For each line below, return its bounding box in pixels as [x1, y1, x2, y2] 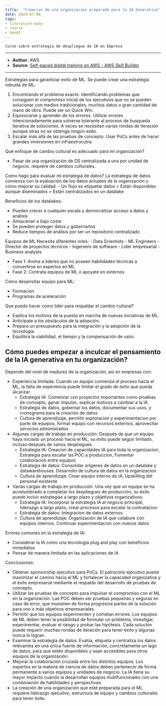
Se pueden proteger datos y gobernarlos [12, 224, 95, 229]
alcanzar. [12, 389, 31, 395]
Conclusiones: [5, 560, 35, 565]
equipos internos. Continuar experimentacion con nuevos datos [19, 520, 149, 526]
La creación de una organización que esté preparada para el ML [12, 685, 143, 691]
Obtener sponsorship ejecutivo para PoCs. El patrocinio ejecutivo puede [12, 569, 160, 575]
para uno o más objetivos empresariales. [12, 606, 95, 612]
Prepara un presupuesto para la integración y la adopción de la [12, 323, 141, 329]
